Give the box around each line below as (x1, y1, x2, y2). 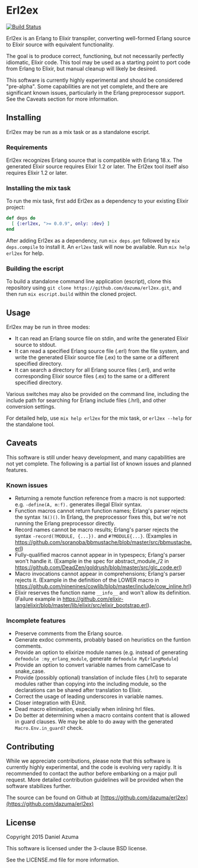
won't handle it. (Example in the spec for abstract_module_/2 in (14, 558, 169, 565)
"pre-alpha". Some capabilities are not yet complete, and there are (6, 82, 168, 90)
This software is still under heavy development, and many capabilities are (6, 454, 186, 461)
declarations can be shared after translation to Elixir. (14, 687, 142, 694)
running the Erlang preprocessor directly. (14, 520, 116, 527)
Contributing (6, 742, 55, 752)
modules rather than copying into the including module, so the (14, 680, 167, 688)
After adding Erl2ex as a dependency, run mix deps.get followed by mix (6, 237, 180, 244)
